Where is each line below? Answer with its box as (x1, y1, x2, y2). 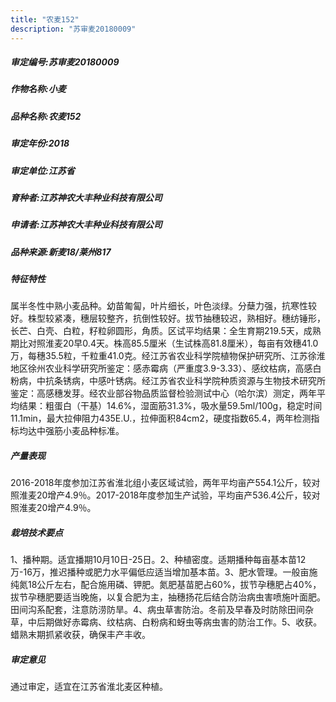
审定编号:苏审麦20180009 (10, 56, 120, 68)
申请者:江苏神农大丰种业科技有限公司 (10, 219, 163, 231)
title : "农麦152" (10, 14, 80, 25)
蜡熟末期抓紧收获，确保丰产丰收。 (10, 629, 151, 641)
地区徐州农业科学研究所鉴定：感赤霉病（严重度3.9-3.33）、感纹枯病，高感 (10, 362, 313, 375)
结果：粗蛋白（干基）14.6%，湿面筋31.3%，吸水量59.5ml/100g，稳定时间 (18, 400, 323, 412)
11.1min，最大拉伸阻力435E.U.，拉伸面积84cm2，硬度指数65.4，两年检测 (10, 412, 312, 425)
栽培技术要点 (10, 527, 63, 539)
